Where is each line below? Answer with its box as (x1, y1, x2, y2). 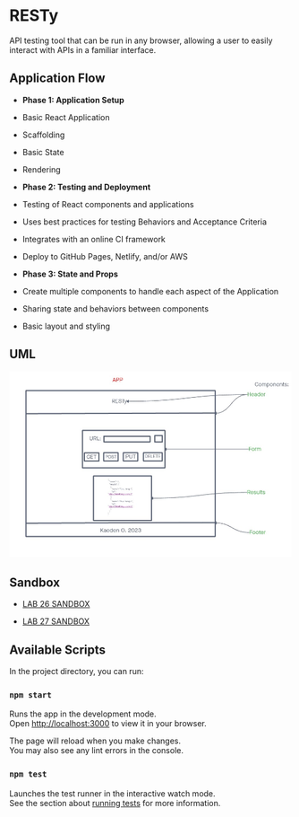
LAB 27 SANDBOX (21, 616, 90, 627)
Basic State (21, 146, 64, 157)
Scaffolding (21, 129, 65, 140)
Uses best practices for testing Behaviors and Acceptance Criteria (21, 216, 267, 227)
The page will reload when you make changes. (9, 735, 182, 746)
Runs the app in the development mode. (9, 708, 157, 719)
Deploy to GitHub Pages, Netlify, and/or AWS (21, 250, 188, 261)
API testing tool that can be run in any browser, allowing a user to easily (9, 35, 273, 46)
